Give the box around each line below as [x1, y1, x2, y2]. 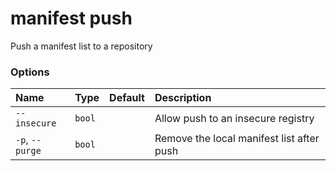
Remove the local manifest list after [154, 132, 320, 146]
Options [10, 65, 50, 79]
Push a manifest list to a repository [10, 40, 153, 52]
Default [109, 91, 145, 105]
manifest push [10, 7, 133, 30]
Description [154, 91, 212, 105]
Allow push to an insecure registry [154, 112, 315, 126]
